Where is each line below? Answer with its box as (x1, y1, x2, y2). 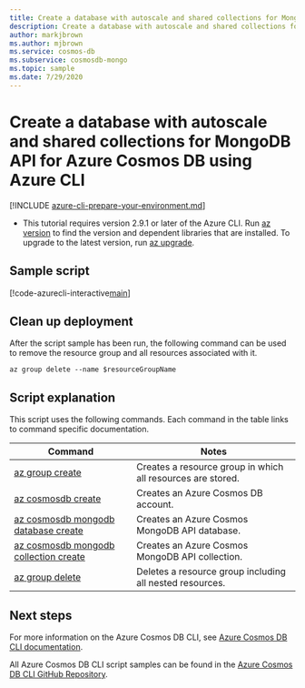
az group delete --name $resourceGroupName (9, 365, 177, 374)
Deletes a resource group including (135, 565, 286, 578)
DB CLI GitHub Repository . (9, 668, 108, 679)
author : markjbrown (9, 30, 84, 39)
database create (14, 524, 84, 537)
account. (135, 498, 174, 511)
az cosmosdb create (14, 492, 102, 505)
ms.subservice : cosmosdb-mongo (9, 56, 128, 65)
